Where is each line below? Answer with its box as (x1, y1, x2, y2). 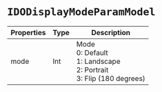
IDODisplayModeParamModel (7, 5, 156, 19)
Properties (10, 27, 46, 37)
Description (91, 27, 131, 37)
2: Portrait (76, 65, 109, 74)
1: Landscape (76, 56, 121, 66)
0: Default (76, 47, 108, 57)
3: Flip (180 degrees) (76, 73, 146, 83)
